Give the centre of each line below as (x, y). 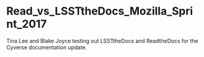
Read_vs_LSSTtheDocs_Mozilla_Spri (100, 11)
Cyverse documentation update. (47, 47)
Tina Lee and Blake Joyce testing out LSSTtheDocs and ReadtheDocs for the (102, 41)
